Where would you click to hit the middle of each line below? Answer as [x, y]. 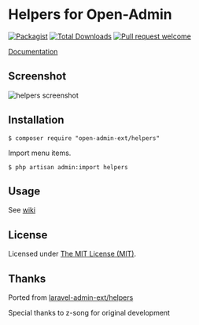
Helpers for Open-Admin [90, 15]
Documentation [33, 51]
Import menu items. [40, 153]
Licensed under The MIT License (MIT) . [72, 254]
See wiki [22, 210]
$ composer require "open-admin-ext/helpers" [84, 138]
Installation [36, 120]
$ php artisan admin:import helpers [68, 167]
